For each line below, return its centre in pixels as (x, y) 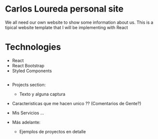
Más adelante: (26, 123)
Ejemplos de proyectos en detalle (53, 132)
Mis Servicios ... (28, 113)
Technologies (33, 47)
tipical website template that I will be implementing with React (67, 27)
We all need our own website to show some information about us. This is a (79, 22)
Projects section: (29, 85)
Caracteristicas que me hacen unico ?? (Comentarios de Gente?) (77, 104)
